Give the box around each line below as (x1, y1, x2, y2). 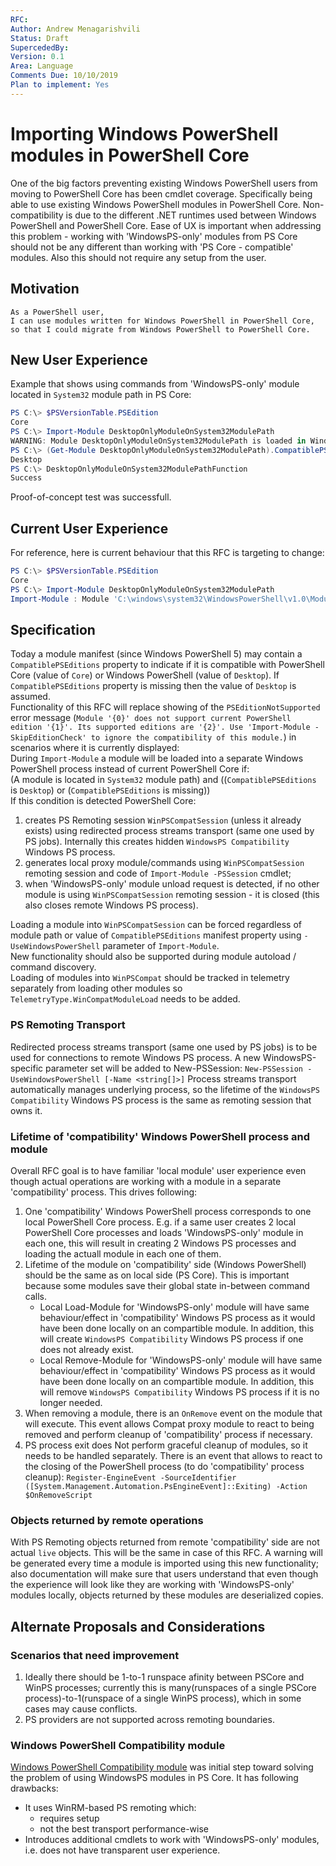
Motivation (10, 281, 80, 298)
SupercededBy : (10, 42, 70, 53)
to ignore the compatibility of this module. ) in (90, 731, 297, 743)
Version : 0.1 (10, 52, 65, 62)
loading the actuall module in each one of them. (24, 1248, 222, 1260)
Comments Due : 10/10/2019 (10, 71, 118, 81)
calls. (24, 1291, 47, 1303)
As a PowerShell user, (10, 307, 105, 317)
